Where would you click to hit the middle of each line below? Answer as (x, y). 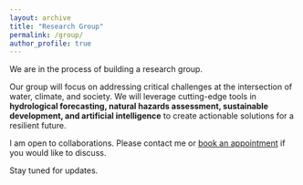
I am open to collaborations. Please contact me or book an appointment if (147, 143)
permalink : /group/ (47, 35)
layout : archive (40, 18)
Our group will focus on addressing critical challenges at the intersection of (151, 87)
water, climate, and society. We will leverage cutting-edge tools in (133, 97)
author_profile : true (51, 43)
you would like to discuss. (58, 153)
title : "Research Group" (57, 26)
